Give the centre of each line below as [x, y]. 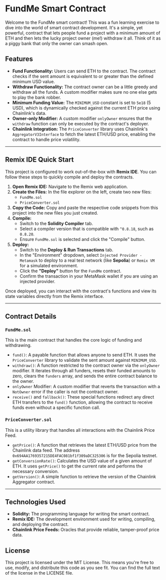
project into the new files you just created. [55, 213]
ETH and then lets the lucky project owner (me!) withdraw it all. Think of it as [83, 38]
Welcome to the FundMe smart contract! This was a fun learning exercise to [82, 22]
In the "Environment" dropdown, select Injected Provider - [81, 255]
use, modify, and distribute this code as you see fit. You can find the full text [83, 568]
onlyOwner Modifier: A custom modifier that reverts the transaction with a [86, 387]
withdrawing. [19, 346]
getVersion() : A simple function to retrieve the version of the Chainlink [84, 476]
